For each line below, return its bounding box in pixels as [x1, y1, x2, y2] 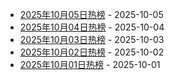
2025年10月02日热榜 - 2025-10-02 [19, 46, 165, 58]
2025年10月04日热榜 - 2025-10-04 [19, 21, 165, 33]
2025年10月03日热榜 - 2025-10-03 [19, 34, 165, 45]
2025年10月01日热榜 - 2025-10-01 [19, 59, 161, 70]
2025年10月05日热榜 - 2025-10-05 [19, 9, 164, 20]
